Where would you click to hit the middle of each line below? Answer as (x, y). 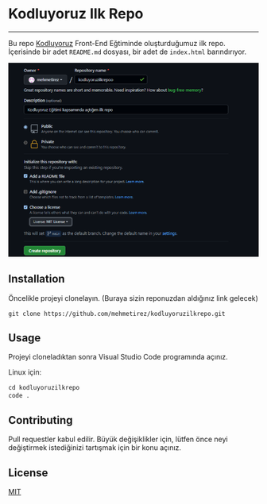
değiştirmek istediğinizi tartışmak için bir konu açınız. (95, 448)
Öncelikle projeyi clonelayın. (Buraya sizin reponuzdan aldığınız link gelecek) (133, 298)
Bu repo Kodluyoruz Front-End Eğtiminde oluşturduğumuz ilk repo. (117, 43)
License (28, 473)
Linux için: (25, 372)
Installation (37, 279)
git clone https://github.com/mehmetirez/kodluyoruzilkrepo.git (117, 314)
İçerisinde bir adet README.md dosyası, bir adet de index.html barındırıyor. (128, 52)
